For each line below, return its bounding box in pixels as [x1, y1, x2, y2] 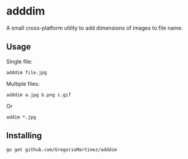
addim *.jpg [6, 114, 36, 120]
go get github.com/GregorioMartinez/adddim [6, 146, 117, 152]
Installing [6, 131, 42, 141]
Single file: [6, 57, 33, 65]
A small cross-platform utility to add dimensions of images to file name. [6, 24, 183, 31]
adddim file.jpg [6, 70, 47, 76]
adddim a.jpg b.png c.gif [6, 92, 71, 98]
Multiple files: [6, 80, 40, 87]
